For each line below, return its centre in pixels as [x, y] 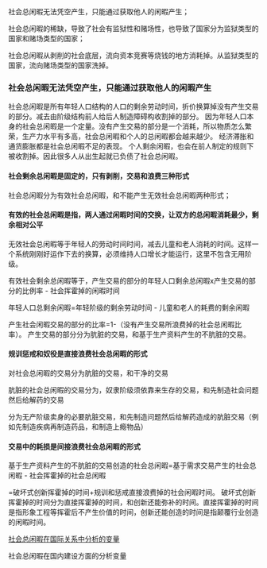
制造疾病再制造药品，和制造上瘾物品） [85, 427]
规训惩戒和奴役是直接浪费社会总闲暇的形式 [78, 354]
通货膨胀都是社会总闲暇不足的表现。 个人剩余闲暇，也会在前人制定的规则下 [131, 146]
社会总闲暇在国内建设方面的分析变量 [68, 556]
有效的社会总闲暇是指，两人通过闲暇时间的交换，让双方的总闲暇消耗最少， [130, 215]
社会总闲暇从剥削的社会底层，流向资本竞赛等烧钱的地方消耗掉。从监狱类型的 [133, 55]
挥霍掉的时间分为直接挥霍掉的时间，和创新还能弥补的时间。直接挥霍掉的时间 [133, 502]
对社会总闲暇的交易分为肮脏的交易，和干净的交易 [88, 373]
